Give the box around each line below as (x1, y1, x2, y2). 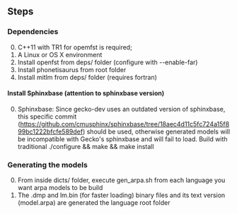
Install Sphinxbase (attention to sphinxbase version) (7, 89, 165, 97)
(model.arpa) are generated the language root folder (17, 198, 170, 207)
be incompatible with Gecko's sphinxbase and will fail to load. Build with (17, 134, 228, 143)
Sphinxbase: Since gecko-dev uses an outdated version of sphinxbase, (17, 105, 226, 113)
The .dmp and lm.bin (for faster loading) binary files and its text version (17, 191, 226, 200)
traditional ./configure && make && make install (17, 142, 154, 150)
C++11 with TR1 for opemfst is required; (17, 42, 132, 52)
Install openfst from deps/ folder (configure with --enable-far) (17, 58, 198, 66)
